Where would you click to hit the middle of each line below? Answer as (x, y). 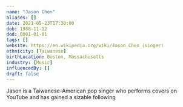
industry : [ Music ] (29, 62)
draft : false (23, 74)
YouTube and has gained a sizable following (61, 97)
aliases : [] (21, 18)
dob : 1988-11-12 (27, 29)
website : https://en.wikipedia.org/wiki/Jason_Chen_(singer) (85, 46)
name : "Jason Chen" (31, 12)
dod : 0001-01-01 (27, 34)
